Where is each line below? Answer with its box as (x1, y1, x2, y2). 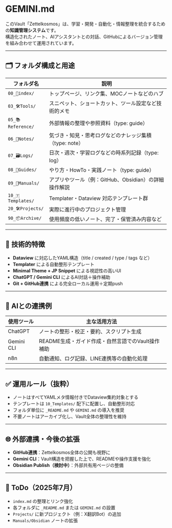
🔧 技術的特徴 (5, 240, 45, 249)
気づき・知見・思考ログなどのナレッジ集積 (49, 131, 152, 139)
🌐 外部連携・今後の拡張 (5, 435, 80, 443)
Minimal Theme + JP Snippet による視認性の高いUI (12, 268, 121, 274)
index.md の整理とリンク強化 (12, 498, 73, 504)
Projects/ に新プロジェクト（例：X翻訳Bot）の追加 (12, 511, 121, 517)
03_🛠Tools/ (8, 103, 36, 109)
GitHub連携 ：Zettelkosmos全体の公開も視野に (12, 449, 111, 455)
